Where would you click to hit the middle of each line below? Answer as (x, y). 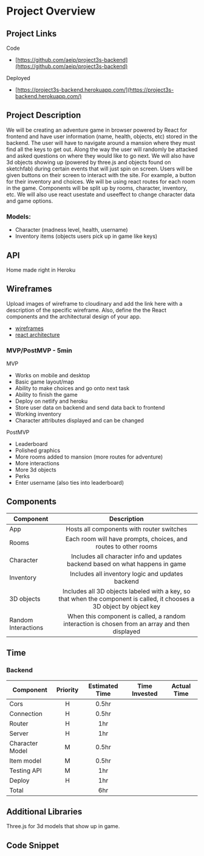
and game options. (30, 201)
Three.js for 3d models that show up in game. (63, 826)
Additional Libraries (44, 811)
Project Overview (51, 11)
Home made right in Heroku (41, 270)
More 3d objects (36, 470)
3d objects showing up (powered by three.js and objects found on (89, 162)
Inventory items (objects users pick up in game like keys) (86, 236)
